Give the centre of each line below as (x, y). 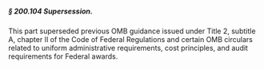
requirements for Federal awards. (63, 56)
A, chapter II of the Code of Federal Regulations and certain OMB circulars (131, 39)
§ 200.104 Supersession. (51, 11)
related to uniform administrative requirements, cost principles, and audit (128, 48)
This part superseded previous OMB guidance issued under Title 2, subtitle (132, 31)
